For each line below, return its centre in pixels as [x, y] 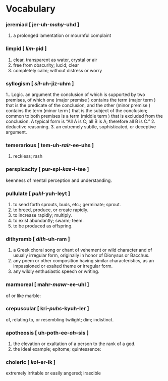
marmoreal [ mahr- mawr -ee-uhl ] [47, 284]
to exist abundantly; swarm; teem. [48, 220]
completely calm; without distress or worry [58, 70]
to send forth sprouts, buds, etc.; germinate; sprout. [67, 204]
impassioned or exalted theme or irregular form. [63, 266]
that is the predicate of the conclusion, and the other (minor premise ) [78, 105]
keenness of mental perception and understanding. [59, 180]
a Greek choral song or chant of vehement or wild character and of [82, 250]
